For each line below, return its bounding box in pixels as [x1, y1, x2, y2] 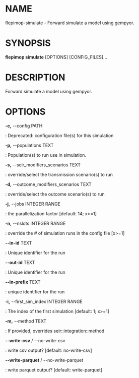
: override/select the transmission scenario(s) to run [5, 171, 113, 177]
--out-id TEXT [5, 259, 35, 265]
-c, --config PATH [5, 122, 43, 129]
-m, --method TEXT [5, 318, 47, 324]
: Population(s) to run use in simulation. [5, 152, 87, 158]
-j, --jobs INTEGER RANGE [5, 201, 61, 207]
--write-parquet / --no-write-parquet [5, 357, 84, 363]
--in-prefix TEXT [5, 279, 41, 285]
